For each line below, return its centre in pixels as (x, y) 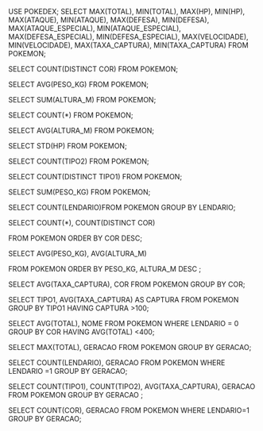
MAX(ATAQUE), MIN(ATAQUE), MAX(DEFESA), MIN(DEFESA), (109, 20)
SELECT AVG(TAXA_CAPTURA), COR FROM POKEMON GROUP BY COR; (127, 284)
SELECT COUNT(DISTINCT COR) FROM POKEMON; (93, 69)
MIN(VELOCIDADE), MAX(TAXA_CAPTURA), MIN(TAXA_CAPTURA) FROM (128, 45)
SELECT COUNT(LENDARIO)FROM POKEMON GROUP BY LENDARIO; (122, 207)
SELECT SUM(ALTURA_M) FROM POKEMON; (82, 100)
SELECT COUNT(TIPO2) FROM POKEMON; (79, 161)
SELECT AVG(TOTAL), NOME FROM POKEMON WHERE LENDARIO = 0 (124, 323)
